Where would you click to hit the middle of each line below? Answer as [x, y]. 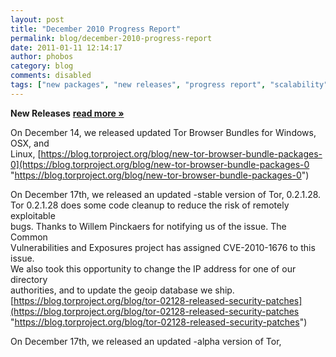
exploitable [33, 215]
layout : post [37, 19]
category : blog [42, 66]
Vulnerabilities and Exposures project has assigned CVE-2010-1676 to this [163, 247]
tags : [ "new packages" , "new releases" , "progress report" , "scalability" [169, 85]
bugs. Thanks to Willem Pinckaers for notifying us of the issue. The [148, 226]
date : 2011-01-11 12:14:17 [66, 47]
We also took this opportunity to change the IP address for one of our [153, 268]
